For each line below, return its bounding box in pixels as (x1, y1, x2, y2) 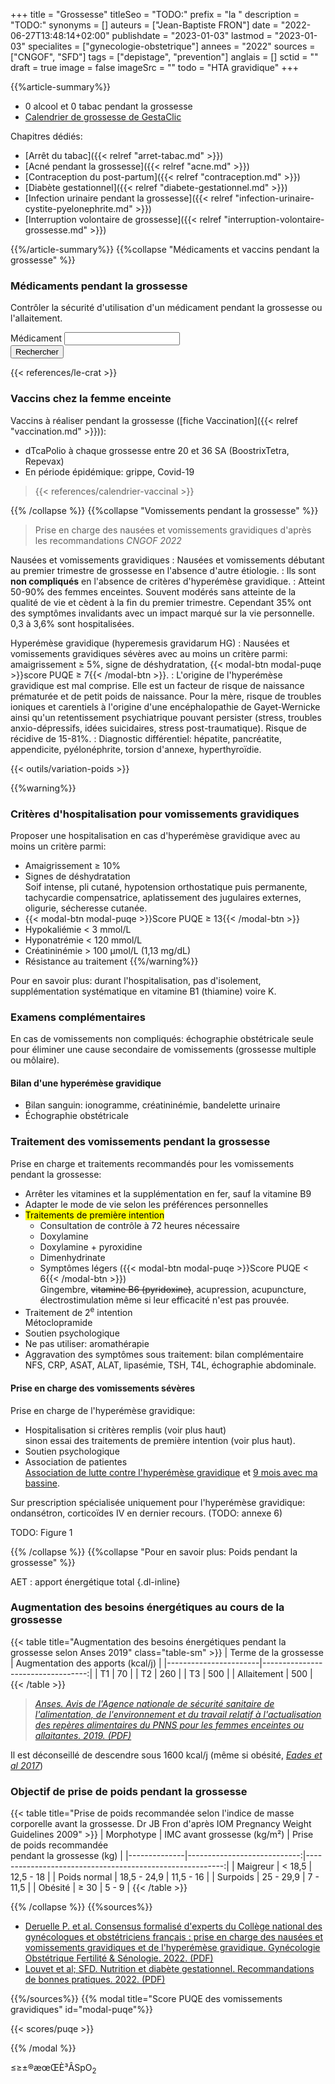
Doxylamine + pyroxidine (39, 1240, 143, 1253)
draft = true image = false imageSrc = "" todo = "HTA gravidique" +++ (10, 62, 299, 73)
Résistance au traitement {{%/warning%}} (24, 955, 199, 967)
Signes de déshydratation (24, 870, 131, 882)
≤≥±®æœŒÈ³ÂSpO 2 (10, 2062, 97, 2076)
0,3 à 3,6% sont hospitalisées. (10, 617, 135, 629)
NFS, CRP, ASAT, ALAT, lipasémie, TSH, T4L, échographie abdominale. (24, 1359, 317, 1371)
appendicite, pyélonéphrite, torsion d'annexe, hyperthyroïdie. (10, 743, 262, 755)
